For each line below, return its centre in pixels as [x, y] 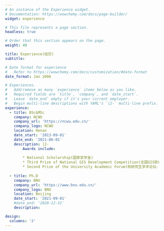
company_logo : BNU [32, 190]
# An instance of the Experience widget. [48, 10]
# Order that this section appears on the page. [55, 41]
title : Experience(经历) [30, 54]
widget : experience [25, 19]
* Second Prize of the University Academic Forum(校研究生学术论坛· [91, 167]
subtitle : [15, 58]
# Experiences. [20, 85]
